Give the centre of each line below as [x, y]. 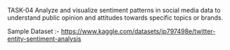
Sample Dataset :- [33, 31]
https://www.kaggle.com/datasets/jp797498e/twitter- [138, 31]
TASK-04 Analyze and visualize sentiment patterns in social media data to [114, 10]
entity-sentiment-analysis [44, 39]
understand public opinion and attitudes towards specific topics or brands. [115, 18]
